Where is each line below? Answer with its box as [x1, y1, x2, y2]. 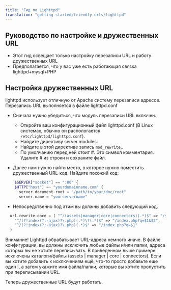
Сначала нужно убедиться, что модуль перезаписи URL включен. [12, 113, 157, 119]
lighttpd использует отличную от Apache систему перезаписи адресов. [5, 97, 161, 103]
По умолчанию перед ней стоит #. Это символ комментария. [20, 149, 154, 155]
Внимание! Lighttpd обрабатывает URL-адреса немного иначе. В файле [5, 236, 161, 243]
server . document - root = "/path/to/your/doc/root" [18, 189, 126, 194]
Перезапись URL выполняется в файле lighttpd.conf [5, 102, 118, 109]
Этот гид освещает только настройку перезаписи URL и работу [12, 52, 152, 59]
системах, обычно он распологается [20, 128, 101, 134]
